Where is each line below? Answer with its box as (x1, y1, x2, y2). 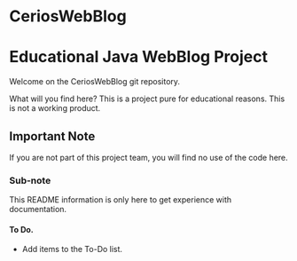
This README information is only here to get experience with (9, 194, 232, 205)
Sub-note (9, 174, 51, 186)
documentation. (9, 204, 67, 215)
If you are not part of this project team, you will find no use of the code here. (9, 152, 288, 162)
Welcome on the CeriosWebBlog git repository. (9, 76, 180, 87)
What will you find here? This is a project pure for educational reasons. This (9, 93, 285, 104)
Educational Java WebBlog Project (9, 47, 269, 67)
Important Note (9, 129, 96, 144)
